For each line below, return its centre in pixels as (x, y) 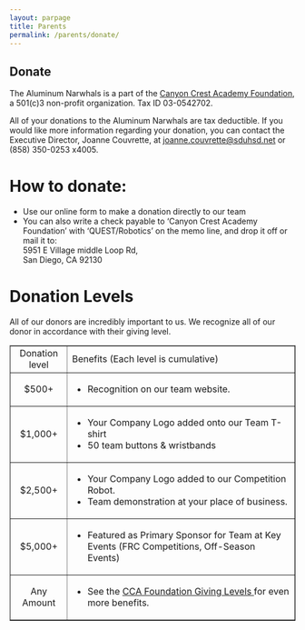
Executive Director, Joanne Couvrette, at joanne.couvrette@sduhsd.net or (148, 140)
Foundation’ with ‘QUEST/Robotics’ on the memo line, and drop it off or (155, 231)
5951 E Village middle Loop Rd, (80, 250)
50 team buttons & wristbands (152, 445)
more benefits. (118, 603)
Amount (39, 603)
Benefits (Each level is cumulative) (146, 359)
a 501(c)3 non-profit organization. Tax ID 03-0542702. (111, 103)
